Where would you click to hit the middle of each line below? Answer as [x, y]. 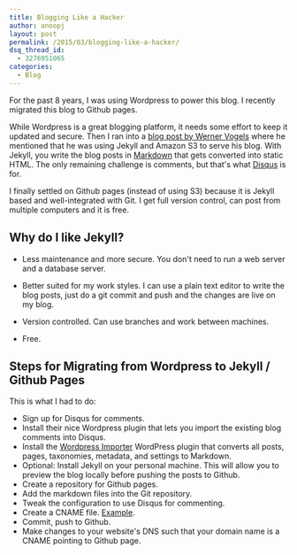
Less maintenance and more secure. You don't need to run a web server [153, 258]
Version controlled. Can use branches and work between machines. [145, 321]
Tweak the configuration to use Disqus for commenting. [123, 503]
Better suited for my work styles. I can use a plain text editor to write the [153, 285]
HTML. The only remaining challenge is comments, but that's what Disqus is [148, 164]
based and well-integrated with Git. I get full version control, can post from [145, 200]
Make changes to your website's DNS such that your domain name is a [151, 531]
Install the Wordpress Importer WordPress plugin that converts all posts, [153, 447]
